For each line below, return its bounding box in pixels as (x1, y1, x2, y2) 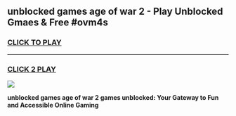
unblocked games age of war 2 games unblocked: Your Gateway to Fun (7, 93, 219, 101)
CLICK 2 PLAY (7, 64, 56, 74)
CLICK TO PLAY (7, 38, 62, 48)
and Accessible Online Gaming (7, 101, 99, 109)
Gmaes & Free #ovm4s (7, 17, 109, 29)
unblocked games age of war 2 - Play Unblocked (7, 6, 223, 18)
